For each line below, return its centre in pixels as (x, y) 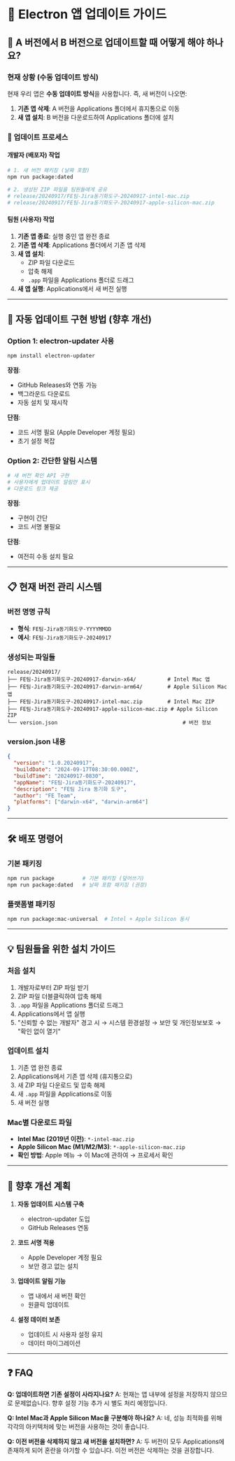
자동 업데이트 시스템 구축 (51, 1204)
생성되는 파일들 (31, 657)
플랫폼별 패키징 (31, 904)
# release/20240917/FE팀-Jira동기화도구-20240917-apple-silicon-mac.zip (111, 203)
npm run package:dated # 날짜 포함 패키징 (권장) (78, 885)
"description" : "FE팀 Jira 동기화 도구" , (70, 789)
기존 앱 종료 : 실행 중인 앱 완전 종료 (64, 236)
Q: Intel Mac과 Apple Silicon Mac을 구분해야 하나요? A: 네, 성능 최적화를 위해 (115, 1418)
